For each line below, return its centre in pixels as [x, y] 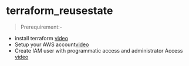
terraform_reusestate [60, 11]
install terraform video [41, 38]
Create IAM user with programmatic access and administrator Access [99, 50]
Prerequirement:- [41, 27]
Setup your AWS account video [52, 44]
